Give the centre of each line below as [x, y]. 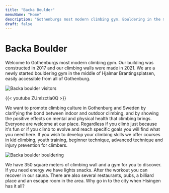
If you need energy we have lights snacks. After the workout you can [76, 170]
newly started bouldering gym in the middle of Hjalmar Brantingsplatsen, [80, 73]
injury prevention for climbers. [36, 145]
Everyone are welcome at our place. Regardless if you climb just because [81, 124]
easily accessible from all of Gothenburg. [48, 79]
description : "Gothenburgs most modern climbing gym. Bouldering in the [83, 19]
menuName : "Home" [23, 15]
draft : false [19, 24]
